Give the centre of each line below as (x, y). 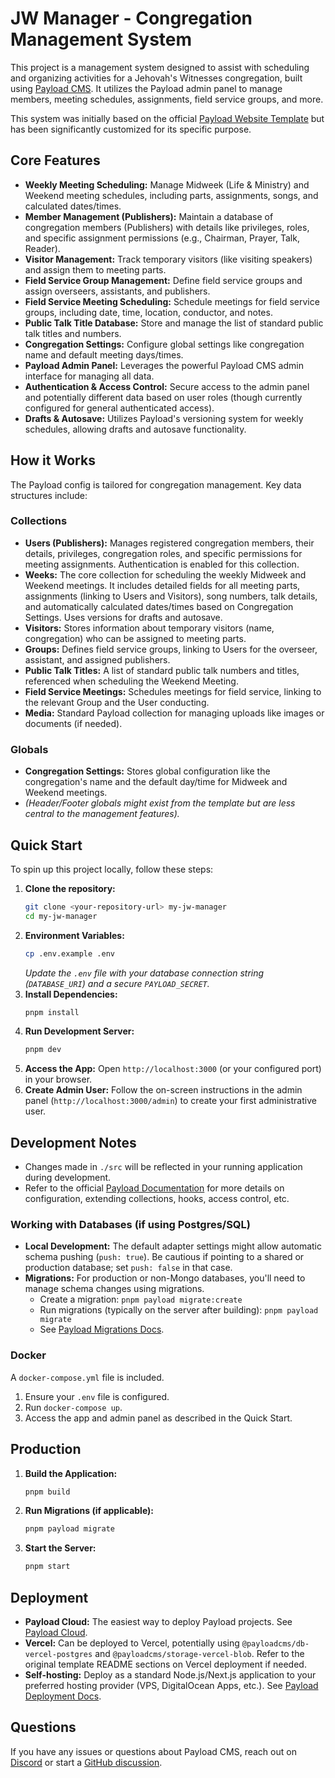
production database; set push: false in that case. (128, 1268)
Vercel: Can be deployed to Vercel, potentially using (132, 1643)
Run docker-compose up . (73, 1407)
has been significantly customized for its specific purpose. (131, 129)
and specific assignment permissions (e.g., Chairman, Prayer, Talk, (162, 238)
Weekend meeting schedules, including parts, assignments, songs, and (171, 195)
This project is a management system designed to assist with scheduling (160, 67)
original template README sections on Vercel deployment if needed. (165, 1664)
